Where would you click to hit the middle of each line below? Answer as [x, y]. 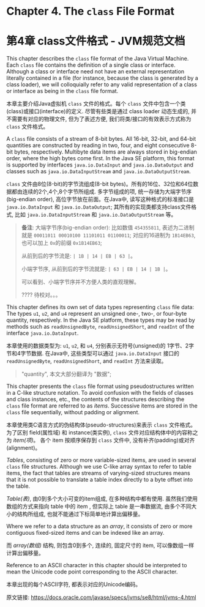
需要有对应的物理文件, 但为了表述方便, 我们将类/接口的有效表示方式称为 [101, 119]
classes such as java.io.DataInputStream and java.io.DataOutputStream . [99, 171]
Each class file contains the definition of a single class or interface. [91, 65]
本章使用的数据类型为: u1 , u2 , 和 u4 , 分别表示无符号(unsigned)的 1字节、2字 [100, 346]
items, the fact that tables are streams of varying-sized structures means [99, 473]
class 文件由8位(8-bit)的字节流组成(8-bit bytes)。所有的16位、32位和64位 [100, 184]
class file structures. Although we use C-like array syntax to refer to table [99, 467]
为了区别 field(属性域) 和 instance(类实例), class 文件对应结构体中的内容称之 [102, 433]
